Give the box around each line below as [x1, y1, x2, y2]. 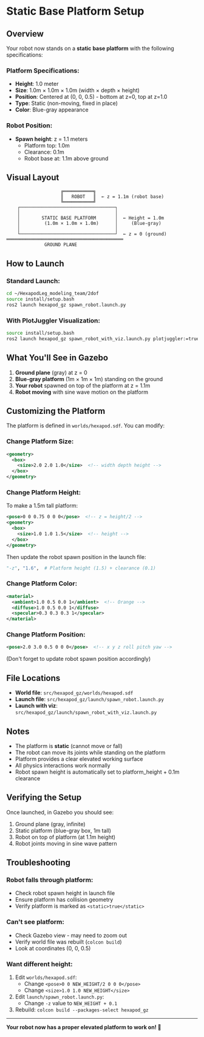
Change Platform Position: [6, 630, 86, 639]
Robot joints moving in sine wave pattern [15, 839, 117, 847]
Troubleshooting [6, 858, 71, 868]
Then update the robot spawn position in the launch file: [6, 553, 147, 560]
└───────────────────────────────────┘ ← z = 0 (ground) [17, 231, 167, 237]
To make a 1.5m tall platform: [6, 502, 78, 510]
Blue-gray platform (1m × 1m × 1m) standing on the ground [15, 375, 163, 382]
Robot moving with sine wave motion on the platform [15, 388, 149, 396]
